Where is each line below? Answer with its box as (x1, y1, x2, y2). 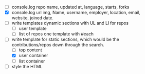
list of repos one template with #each (18, 31, 94, 37)
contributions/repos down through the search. (11, 42, 104, 48)
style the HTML (11, 63, 43, 69)
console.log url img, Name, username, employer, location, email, (11, 10, 141, 15)
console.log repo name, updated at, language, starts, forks (11, 4, 129, 10)
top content (18, 47, 42, 53)
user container (18, 53, 48, 59)
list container (18, 58, 45, 64)
